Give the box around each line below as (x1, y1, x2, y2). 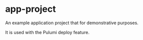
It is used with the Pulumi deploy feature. (5, 29, 90, 35)
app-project (5, 3, 56, 15)
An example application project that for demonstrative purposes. (5, 20, 139, 26)
